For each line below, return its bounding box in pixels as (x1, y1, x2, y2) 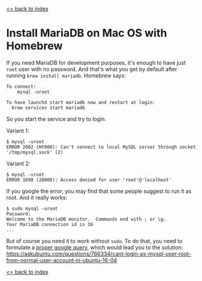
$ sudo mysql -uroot (6, 205, 59, 212)
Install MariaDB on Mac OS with (6, 27, 168, 40)
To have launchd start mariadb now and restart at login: (6, 99, 155, 105)
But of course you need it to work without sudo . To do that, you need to (6, 237, 183, 244)
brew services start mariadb (11, 105, 85, 111)
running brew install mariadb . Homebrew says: (6, 72, 126, 79)
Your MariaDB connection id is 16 (6, 221, 94, 227)
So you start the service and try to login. (6, 115, 107, 123)
